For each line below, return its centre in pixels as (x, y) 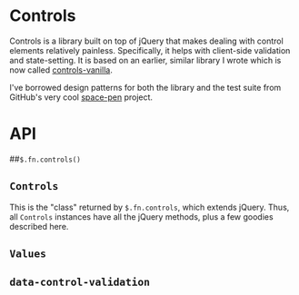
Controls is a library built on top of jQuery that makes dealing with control (146, 41)
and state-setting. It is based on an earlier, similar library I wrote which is (145, 60)
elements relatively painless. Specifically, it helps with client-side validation (150, 50)
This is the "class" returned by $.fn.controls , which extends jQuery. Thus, (149, 207)
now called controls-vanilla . (61, 70)
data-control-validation (80, 282)
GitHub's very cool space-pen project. (81, 97)
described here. (39, 226)
